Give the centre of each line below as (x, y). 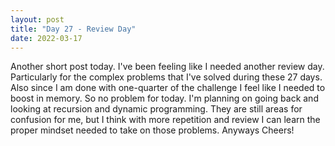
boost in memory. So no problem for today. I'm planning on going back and (164, 98)
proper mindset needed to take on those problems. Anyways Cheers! (152, 130)
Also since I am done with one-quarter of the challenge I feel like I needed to (168, 88)
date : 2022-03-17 (46, 38)
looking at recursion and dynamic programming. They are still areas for (156, 109)
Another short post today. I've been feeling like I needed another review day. (167, 67)
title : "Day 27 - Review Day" (73, 29)
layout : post (37, 19)
